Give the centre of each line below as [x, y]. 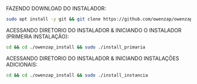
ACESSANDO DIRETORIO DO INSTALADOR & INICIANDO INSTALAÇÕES [93, 58]
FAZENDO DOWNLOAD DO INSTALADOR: [56, 8]
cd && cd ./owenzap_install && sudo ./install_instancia [77, 75]
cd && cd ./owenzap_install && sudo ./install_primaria [76, 47]
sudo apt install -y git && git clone [53, 19]
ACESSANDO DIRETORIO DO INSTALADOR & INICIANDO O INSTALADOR [94, 30]
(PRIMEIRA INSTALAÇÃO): [38, 36]
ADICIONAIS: [22, 64]
